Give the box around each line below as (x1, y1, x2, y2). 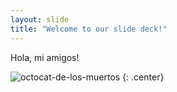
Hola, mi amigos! (10, 51, 80, 63)
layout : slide (10, 14, 70, 25)
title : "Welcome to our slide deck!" (10, 24, 168, 34)
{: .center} (122, 71, 165, 83)
